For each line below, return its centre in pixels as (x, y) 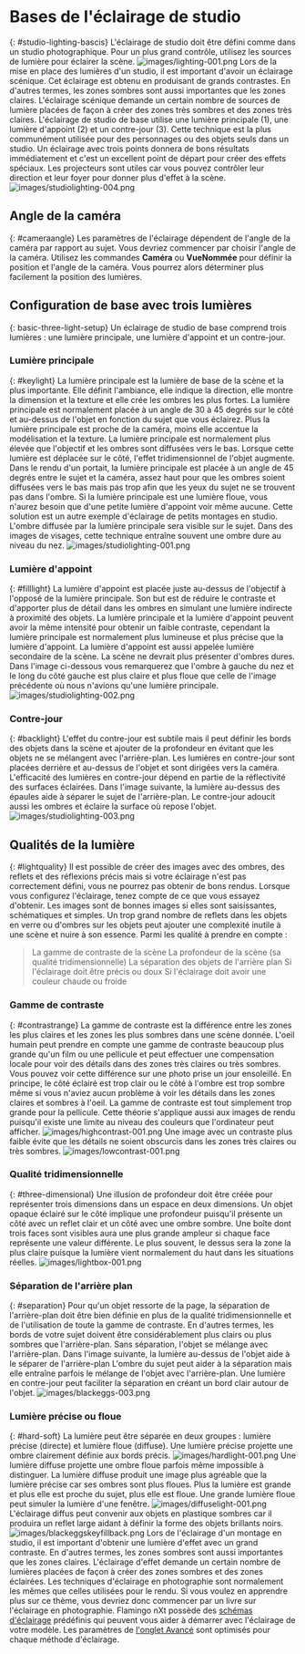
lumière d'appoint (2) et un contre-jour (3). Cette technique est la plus (140, 129)
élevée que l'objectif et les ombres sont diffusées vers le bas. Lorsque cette (152, 448)
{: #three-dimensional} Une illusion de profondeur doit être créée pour (141, 1194)
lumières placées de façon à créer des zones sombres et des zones (137, 1572)
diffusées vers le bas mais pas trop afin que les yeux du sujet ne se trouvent (152, 487)
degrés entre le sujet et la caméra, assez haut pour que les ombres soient (147, 477)
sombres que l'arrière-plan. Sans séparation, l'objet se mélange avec (139, 1344)
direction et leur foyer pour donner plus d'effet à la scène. (118, 177)
